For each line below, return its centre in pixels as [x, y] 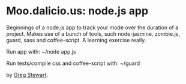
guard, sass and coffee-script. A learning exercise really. [76, 40]
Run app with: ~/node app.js [41, 51]
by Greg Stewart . [27, 74]
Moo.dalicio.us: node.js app [77, 11]
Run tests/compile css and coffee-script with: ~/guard [73, 63]
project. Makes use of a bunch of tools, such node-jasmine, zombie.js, [93, 33]
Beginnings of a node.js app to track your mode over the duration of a [92, 27]
